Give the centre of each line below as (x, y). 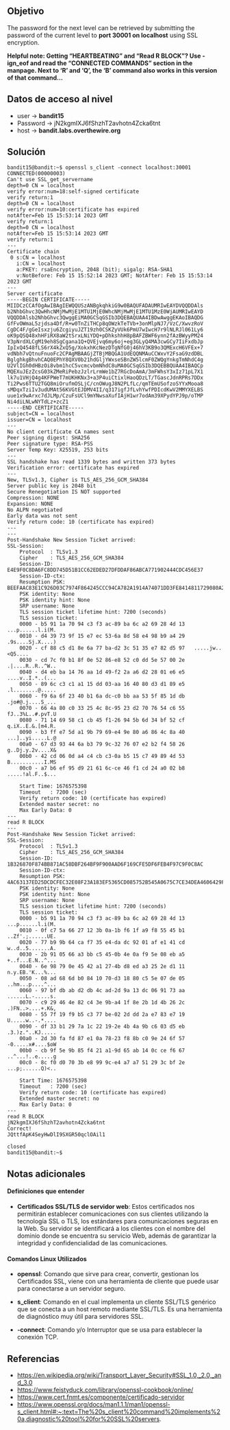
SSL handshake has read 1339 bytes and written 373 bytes (91, 462)
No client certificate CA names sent (61, 432)
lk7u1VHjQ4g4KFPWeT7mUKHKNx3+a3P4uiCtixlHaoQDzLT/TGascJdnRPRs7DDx (105, 378)
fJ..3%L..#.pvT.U (32, 714)
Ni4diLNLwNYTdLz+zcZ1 (38, 402)
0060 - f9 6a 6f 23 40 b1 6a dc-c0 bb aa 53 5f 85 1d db (102, 696)
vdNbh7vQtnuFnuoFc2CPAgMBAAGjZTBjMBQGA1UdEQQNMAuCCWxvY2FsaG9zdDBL (105, 354)
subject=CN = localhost (41, 414)
